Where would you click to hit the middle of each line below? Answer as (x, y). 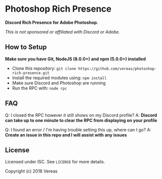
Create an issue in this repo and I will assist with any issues (66, 135)
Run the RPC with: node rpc (39, 88)
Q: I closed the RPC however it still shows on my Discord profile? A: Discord (81, 115)
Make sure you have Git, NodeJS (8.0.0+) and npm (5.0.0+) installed (75, 59)
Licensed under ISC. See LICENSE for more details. (55, 162)
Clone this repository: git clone (44, 68)
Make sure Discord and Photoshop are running (59, 83)
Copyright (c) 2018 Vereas (31, 171)
